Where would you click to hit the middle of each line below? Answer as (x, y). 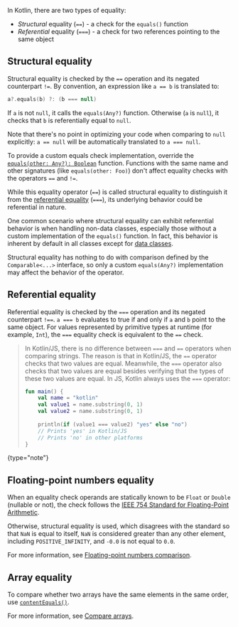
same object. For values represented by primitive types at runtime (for (110, 327)
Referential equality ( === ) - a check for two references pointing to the (119, 32)
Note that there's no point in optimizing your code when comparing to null (117, 134)
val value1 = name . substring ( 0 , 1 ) (91, 404)
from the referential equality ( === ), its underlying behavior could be (105, 199)
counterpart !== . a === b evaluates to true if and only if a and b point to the (117, 319)
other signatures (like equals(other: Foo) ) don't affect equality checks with (118, 171)
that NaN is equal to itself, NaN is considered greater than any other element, (117, 534)
